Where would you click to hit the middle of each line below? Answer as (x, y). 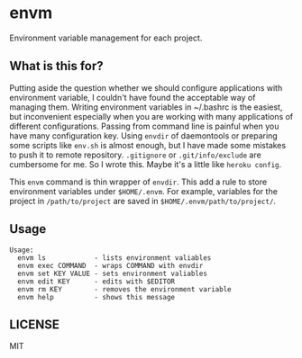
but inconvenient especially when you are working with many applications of (151, 116)
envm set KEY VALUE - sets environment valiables (112, 273)
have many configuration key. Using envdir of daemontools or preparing (143, 135)
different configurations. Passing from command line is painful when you (144, 126)
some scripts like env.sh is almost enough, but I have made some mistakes (148, 145)
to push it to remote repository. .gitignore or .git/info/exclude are (135, 155)
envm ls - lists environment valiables (114, 258)
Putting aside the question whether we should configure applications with (146, 87)
